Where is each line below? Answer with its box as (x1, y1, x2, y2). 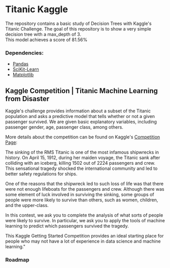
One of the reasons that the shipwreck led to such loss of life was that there (5, 181, 164, 187)
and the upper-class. (5, 202, 49, 209)
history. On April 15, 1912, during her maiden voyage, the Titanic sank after (5, 155, 160, 161)
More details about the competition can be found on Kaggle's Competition (5, 134, 160, 140)
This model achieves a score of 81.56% (5, 37, 88, 43)
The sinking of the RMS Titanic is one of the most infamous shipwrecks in (5, 149, 159, 156)
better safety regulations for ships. (5, 171, 78, 177)
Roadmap (5, 256, 29, 263)
